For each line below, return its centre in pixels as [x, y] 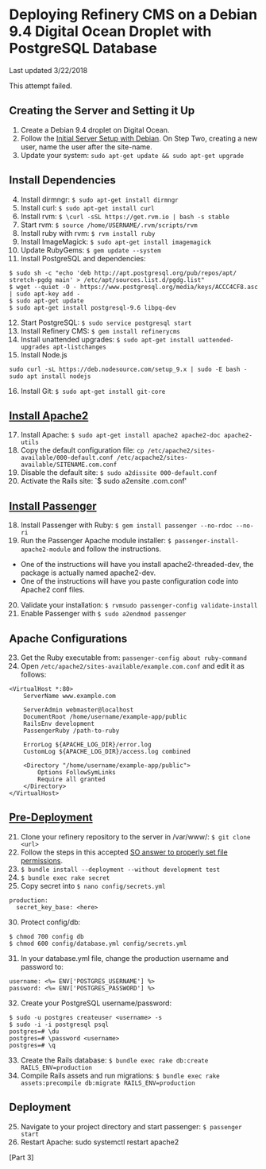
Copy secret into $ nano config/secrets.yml [93, 885]
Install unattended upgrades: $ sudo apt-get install [108, 339]
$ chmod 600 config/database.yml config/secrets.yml [98, 943]
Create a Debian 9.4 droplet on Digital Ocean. [95, 129]
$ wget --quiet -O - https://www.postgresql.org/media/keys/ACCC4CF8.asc [134, 287]
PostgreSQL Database [83, 48]
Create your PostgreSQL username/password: [96, 1003]
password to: [42, 966]
